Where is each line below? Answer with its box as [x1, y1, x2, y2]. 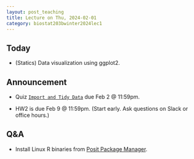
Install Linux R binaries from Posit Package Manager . [15, 145, 148, 153]
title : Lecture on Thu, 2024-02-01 [6, 15, 97, 21]
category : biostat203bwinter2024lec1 [6, 20, 102, 26]
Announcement [6, 77, 67, 87]
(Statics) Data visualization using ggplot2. [15, 59, 120, 67]
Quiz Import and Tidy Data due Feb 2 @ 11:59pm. [15, 93, 140, 100]
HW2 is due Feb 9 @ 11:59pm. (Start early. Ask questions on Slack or [15, 105, 188, 112]
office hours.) [15, 111, 50, 119]
